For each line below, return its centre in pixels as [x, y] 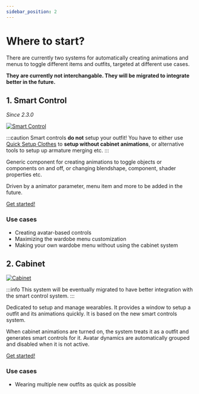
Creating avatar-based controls [53, 232]
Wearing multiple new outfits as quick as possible [75, 384]
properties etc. [24, 175]
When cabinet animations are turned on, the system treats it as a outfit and [97, 332]
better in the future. [31, 82]
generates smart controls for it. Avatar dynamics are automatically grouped [98, 338]
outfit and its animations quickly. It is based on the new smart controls [91, 314]
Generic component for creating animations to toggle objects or [84, 162]
